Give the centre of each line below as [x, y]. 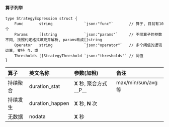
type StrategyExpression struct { [41, 19]
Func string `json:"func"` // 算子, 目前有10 [89, 24]
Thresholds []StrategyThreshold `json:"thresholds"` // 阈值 [79, 56]
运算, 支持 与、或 [22, 51]
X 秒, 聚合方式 [91, 84]
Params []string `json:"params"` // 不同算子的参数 [88, 35]
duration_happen [49, 103]
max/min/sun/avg [137, 83]
